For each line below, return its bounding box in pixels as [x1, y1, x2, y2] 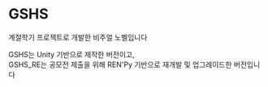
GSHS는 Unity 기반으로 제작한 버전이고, [8, 49, 135, 59]
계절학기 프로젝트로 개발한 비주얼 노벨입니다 [8, 32, 148, 42]
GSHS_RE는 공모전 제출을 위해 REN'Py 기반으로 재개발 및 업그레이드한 [8, 60, 232, 69]
